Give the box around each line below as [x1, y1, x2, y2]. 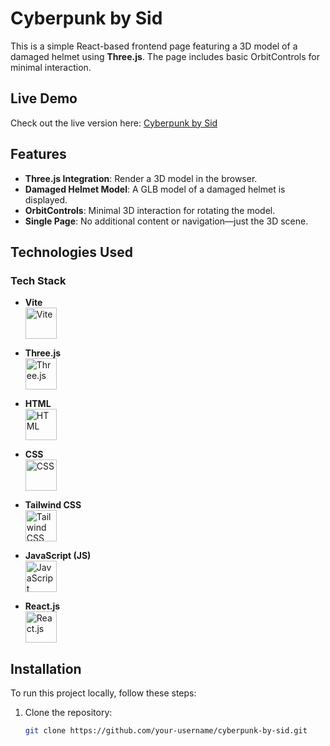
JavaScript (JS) [24, 550, 92, 562]
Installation [10, 660, 82, 677]
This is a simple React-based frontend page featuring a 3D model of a [10, 40, 298, 52]
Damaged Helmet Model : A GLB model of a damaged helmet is [24, 183, 286, 195]
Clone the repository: [24, 707, 113, 719]
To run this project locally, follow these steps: [10, 687, 197, 699]
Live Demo [10, 90, 78, 107]
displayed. [24, 193, 68, 206]
